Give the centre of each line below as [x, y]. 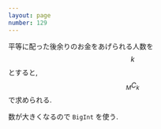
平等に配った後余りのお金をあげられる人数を [81, 46]
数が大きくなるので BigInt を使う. [63, 117]
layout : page [30, 15]
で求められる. [30, 100]
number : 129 [28, 23]
